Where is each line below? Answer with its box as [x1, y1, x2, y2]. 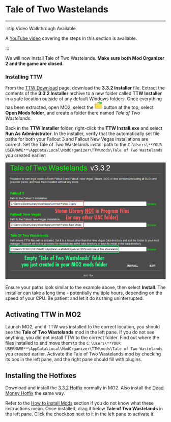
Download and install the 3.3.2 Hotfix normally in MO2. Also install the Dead [5, 385, 164, 391]
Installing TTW [5, 73, 43, 80]
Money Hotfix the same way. [5, 390, 65, 396]
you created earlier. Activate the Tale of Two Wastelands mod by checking [5, 351, 161, 357]
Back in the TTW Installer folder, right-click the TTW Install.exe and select [5, 125, 163, 131]
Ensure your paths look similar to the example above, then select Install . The [5, 284, 166, 291]
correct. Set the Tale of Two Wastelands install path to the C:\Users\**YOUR [5, 142, 162, 148]
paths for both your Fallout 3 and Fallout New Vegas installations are [5, 136, 149, 142]
